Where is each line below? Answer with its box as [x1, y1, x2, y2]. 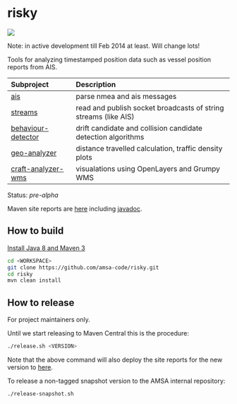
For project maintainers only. [7, 316, 90, 324]
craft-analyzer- [11, 164, 64, 174]
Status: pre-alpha [7, 191, 59, 199]
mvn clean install [7, 277, 61, 284]
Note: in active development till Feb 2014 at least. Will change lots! [7, 41, 200, 50]
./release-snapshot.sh [7, 390, 74, 397]
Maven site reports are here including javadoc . [7, 204, 142, 213]
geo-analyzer [11, 148, 57, 158]
